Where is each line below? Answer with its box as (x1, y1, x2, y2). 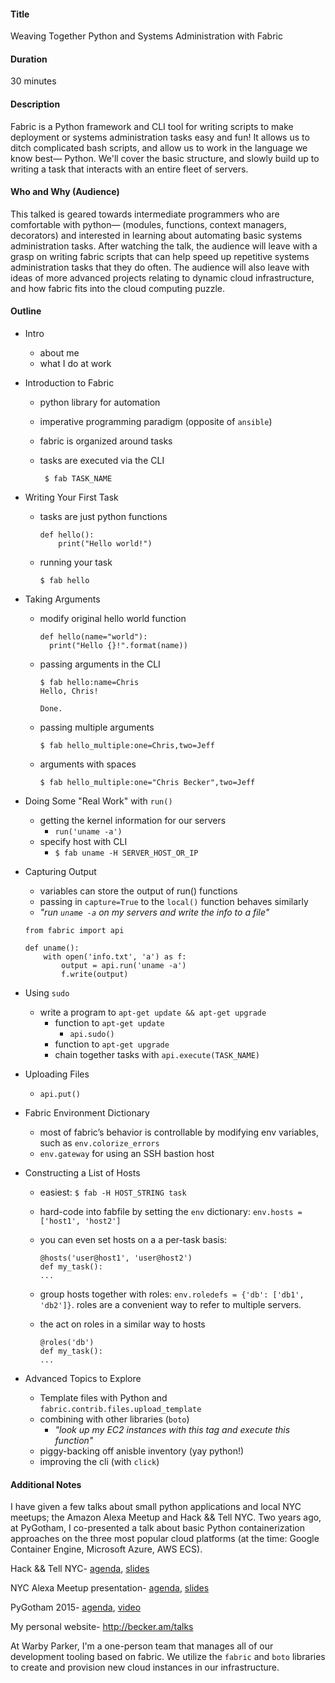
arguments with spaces (39, 758, 137, 770)
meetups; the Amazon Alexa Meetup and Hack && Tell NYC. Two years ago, (10, 1511, 322, 1524)
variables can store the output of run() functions (39, 885, 238, 897)
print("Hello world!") (58, 539, 153, 549)
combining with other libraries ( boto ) (39, 1413, 190, 1425)
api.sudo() (69, 1030, 115, 1040)
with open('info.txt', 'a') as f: (43, 952, 187, 962)
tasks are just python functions (39, 511, 168, 523)
